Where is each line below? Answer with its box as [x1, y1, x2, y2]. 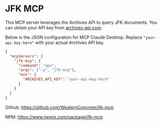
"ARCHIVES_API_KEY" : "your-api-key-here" [23, 77, 110, 82]
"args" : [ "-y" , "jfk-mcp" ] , [18, 67, 77, 72]
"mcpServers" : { [9, 54, 43, 59]
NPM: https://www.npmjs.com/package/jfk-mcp [5, 114, 103, 120]
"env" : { [18, 72, 37, 77]
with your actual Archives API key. [35, 39, 105, 45]
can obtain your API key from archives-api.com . [5, 24, 103, 30]
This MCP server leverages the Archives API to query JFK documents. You [5, 19, 158, 25]
